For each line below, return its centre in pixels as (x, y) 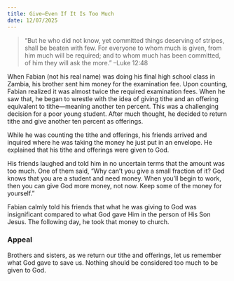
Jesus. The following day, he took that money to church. (88, 221)
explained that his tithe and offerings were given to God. (88, 150)
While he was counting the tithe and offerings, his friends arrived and (107, 135)
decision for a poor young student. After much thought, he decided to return (117, 114)
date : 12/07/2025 (33, 20)
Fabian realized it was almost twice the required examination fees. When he (116, 91)
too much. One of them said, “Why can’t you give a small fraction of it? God (116, 171)
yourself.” (21, 193)
